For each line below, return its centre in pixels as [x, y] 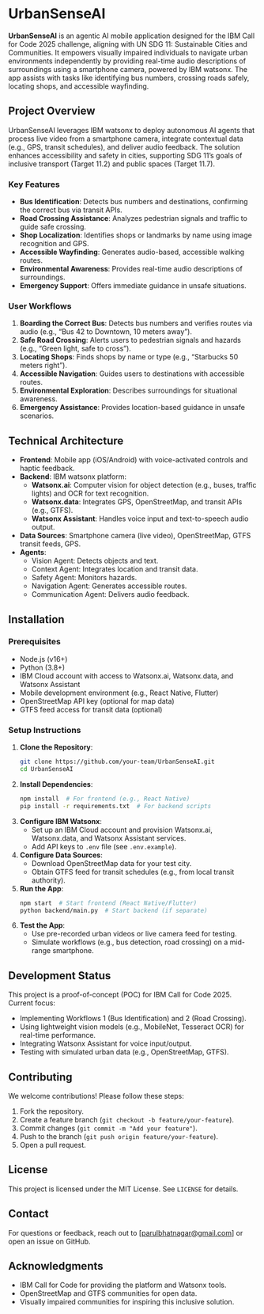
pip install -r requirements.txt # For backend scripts [115, 806]
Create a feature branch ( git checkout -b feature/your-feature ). [127, 1120]
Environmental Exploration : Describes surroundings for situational [128, 391]
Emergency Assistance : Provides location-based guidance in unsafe [132, 408]
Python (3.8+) [42, 667]
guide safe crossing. [53, 227]
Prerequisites [34, 642]
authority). [48, 880]
